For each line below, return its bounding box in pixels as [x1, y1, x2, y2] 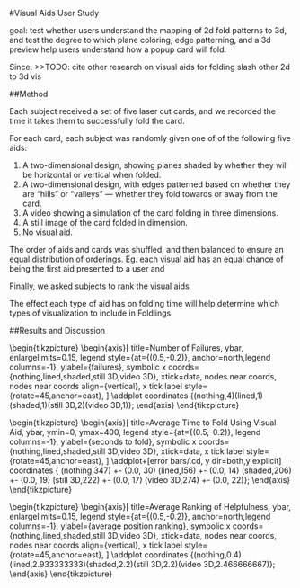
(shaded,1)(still [9, 400, 63, 410]
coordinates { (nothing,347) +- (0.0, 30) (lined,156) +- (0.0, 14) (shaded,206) [9, 465, 292, 476]
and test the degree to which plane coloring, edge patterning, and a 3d [9, 35, 271, 45]
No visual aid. [22, 227, 74, 237]
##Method [9, 89, 49, 99]
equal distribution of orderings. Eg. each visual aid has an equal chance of [9, 254, 285, 264]
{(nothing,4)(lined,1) [190, 390, 263, 401]
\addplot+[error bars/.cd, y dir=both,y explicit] [110, 456, 282, 466]
